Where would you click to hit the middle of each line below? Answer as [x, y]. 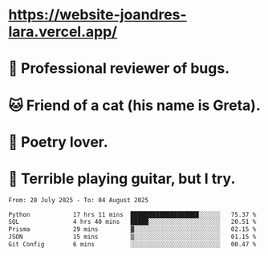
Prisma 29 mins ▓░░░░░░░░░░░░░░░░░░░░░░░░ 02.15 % [132, 230]
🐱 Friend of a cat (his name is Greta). [134, 105]
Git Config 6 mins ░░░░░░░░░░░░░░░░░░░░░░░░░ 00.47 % [132, 245]
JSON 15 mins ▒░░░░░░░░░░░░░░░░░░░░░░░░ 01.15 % [132, 237]
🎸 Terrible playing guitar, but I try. [122, 179]
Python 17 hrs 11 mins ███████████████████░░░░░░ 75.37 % [132, 214]
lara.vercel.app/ [63, 32]
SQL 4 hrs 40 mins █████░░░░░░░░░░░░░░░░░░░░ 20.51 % [132, 222]
